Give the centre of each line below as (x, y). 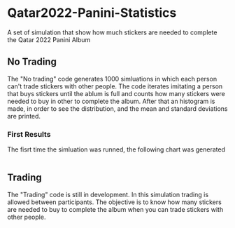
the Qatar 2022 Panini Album (49, 39)
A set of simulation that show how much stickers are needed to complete (112, 32)
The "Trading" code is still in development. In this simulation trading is (108, 194)
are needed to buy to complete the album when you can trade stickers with (115, 209)
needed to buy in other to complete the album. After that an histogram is (111, 101)
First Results (29, 134)
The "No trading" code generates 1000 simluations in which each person (112, 79)
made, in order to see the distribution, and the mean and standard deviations (118, 108)
